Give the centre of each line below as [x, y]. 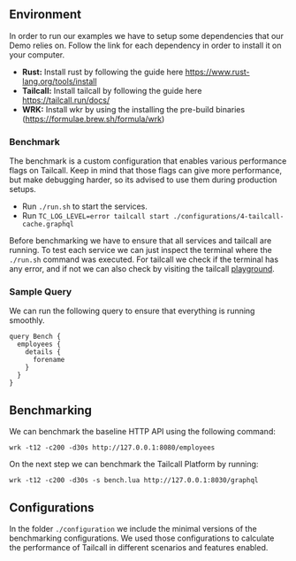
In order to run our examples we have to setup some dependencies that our [147, 35]
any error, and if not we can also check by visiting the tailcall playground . [142, 269]
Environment [46, 15]
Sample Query [41, 292]
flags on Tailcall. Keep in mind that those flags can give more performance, [146, 171]
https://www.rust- [217, 72]
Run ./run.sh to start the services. [85, 206]
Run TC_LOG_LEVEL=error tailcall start [95, 216]
